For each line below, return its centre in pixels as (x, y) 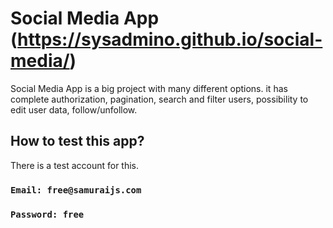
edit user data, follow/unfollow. (74, 109)
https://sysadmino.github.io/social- (170, 39)
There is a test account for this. (75, 165)
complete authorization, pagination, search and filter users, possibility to (159, 99)
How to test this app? (77, 141)
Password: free (47, 214)
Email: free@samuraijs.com (76, 190)
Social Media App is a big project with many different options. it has (149, 88)
